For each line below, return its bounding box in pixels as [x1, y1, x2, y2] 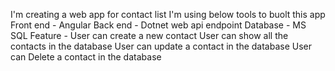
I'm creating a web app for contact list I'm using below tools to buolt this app [10, 9, 326, 20]
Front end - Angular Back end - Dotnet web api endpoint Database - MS [10, 19, 307, 31]
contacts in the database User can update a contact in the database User [10, 40, 313, 52]
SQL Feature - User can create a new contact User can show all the [10, 30, 289, 41]
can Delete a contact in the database [10, 51, 162, 63]
